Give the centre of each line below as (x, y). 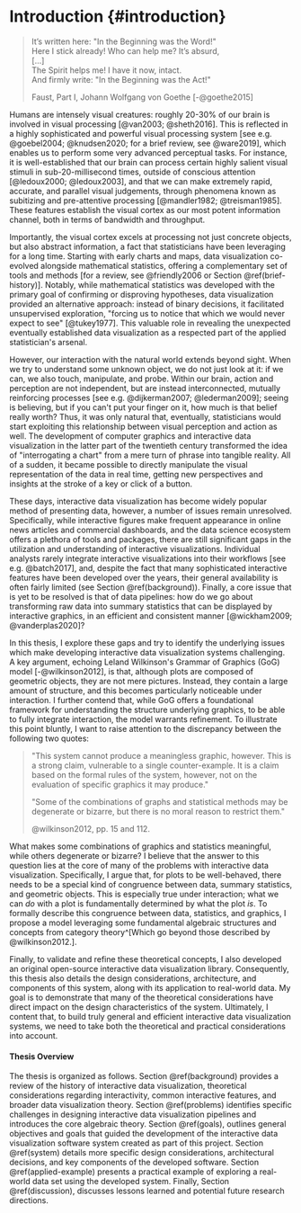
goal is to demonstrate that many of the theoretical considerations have (142, 997)
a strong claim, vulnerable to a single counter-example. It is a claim (155, 765)
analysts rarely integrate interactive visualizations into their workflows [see (147, 558)
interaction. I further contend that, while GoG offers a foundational (132, 700)
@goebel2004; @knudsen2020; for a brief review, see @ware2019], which (148, 143)
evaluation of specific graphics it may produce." (120, 784)
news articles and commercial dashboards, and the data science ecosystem (150, 530)
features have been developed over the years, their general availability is (144, 577)
